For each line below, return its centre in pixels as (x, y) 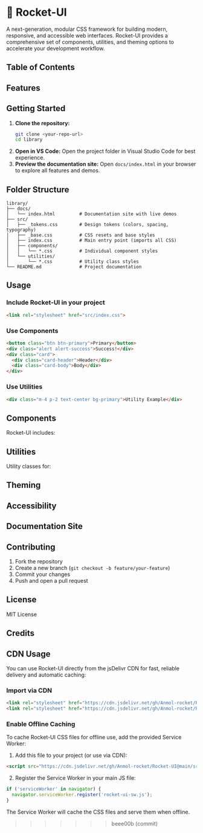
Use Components (32, 331)
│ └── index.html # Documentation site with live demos (92, 214)
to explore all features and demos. (57, 170)
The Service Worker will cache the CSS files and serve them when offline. (98, 812)
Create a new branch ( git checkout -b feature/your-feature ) (92, 568)
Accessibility (31, 506)
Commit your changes (43, 574)
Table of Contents (41, 67)
